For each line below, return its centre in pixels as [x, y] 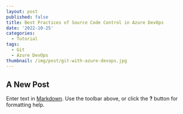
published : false [27, 17]
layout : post [22, 11]
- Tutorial [25, 39]
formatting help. [26, 105]
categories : [21, 33]
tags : [13, 45]
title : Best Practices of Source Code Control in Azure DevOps [85, 22]
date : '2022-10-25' [30, 28]
